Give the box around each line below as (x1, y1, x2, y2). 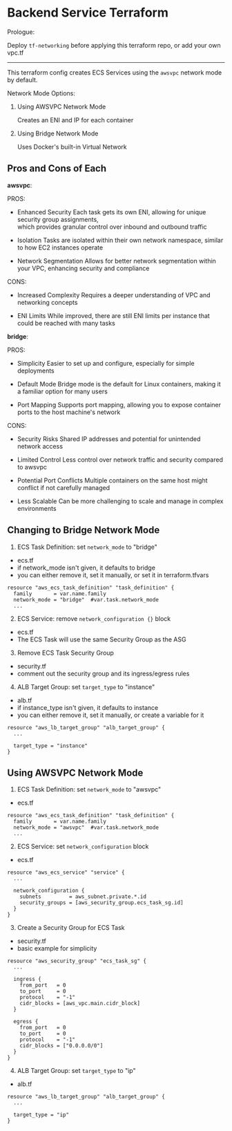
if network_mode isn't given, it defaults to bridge (17, 563, 155, 572)
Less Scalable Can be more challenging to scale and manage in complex (17, 496, 224, 505)
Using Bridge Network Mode (17, 129, 99, 138)
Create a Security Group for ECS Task (17, 924, 125, 932)
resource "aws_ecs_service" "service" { (7, 869, 126, 876)
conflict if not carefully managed (17, 483, 110, 492)
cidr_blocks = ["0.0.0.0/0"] (19, 1043, 104, 1049)
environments (17, 504, 57, 512)
